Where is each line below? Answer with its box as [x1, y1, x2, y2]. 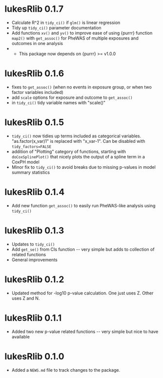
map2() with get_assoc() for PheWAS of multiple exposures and [11, 35, 139, 41]
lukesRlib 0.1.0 [4, 351, 64, 362]
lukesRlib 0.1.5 [4, 117, 64, 128]
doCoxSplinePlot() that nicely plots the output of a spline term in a [11, 154, 145, 159]
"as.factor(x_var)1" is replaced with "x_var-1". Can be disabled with [11, 138, 145, 144]
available [11, 334, 30, 339]
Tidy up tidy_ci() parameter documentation [11, 24, 102, 30]
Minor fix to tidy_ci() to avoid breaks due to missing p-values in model [11, 164, 156, 170]
